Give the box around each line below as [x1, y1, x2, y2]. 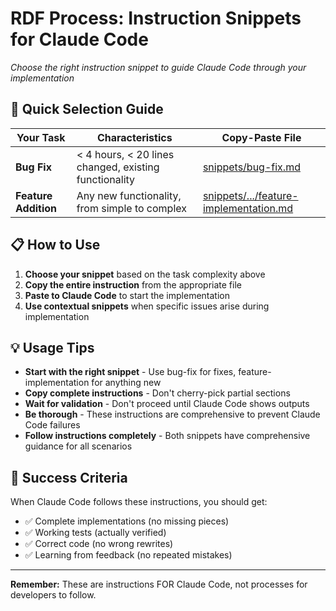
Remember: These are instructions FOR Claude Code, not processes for [10, 578, 308, 591]
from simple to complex [76, 201, 187, 215]
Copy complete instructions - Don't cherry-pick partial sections [24, 387, 291, 399]
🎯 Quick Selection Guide [10, 101, 164, 118]
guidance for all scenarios [24, 440, 133, 452]
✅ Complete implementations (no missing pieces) [24, 515, 230, 527]
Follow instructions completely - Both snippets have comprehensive [24, 430, 311, 442]
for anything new [91, 377, 162, 389]
